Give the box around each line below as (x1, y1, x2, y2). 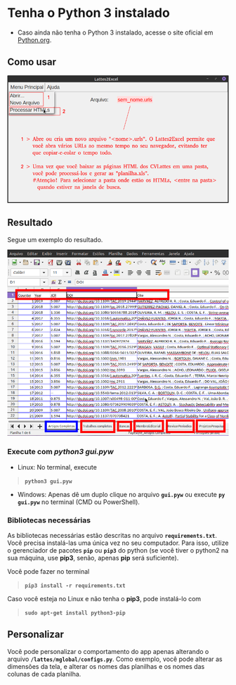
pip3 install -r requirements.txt (24, 582, 126, 589)
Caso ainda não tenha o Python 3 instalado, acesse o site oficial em (17, 28, 214, 37)
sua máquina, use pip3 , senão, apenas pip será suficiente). (7, 554, 179, 563)
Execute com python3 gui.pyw (7, 447, 114, 457)
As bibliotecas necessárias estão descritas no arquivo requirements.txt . (7, 532, 218, 540)
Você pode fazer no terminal (7, 567, 90, 576)
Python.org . (17, 35, 52, 44)
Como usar (7, 56, 57, 68)
